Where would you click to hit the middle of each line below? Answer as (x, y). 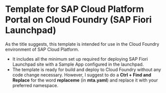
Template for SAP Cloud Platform (75, 9)
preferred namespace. (35, 85)
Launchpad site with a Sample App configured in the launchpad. (78, 64)
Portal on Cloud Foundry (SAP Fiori (79, 20)
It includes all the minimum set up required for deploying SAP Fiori (80, 59)
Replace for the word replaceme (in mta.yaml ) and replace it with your (85, 80)
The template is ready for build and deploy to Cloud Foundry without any (87, 69)
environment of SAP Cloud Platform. (42, 49)
